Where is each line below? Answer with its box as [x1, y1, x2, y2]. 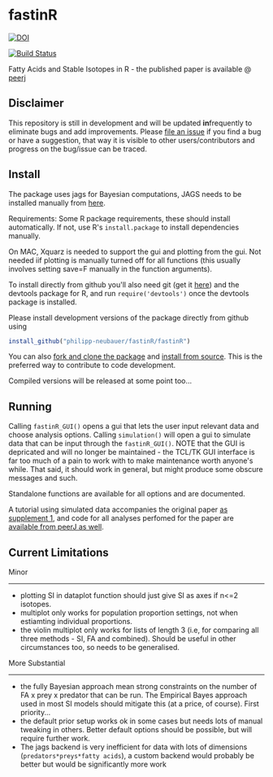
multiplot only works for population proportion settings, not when [19, 608, 238, 618]
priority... [19, 708, 51, 718]
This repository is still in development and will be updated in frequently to [8, 118, 253, 128]
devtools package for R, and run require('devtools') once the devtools [8, 288, 249, 298]
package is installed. [8, 297, 77, 307]
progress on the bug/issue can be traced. [8, 144, 148, 154]
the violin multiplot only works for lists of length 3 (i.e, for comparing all [19, 625, 259, 635]
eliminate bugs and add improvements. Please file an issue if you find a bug [8, 126, 262, 136]
